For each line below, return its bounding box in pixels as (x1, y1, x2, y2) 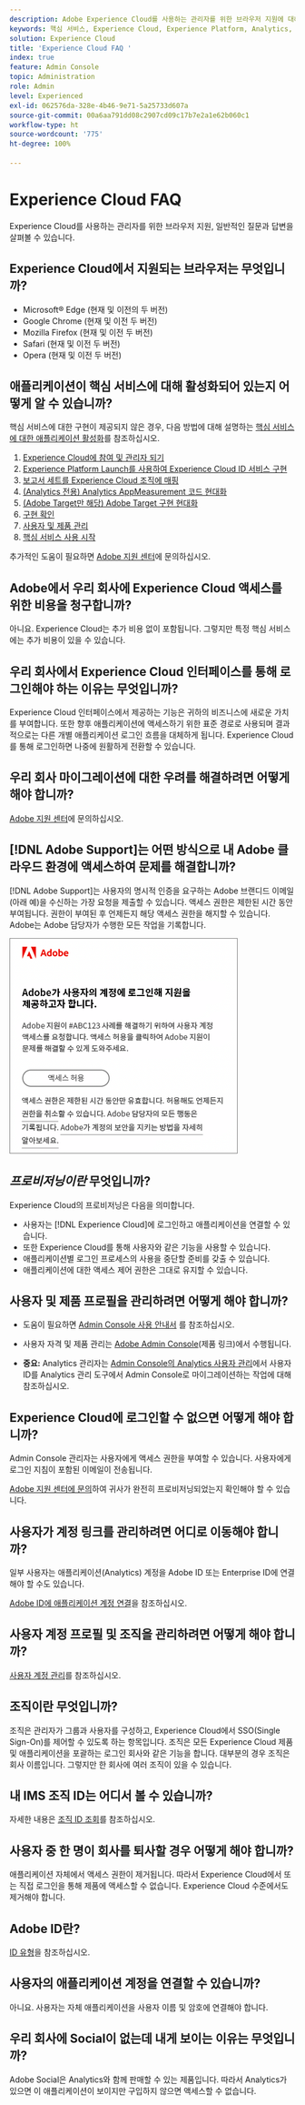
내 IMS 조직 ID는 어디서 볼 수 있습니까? (9, 1788, 213, 1803)
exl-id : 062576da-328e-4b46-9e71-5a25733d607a (9, 101, 189, 110)
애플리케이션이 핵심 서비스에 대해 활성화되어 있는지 (9, 378, 277, 395)
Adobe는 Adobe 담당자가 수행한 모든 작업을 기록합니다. (9, 919, 207, 930)
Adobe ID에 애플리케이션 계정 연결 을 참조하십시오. (9, 1597, 188, 1608)
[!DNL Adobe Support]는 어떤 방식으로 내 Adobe (9, 842, 275, 858)
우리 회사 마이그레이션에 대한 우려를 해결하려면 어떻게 (9, 770, 290, 786)
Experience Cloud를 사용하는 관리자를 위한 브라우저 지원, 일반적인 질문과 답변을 (9, 220, 294, 231)
